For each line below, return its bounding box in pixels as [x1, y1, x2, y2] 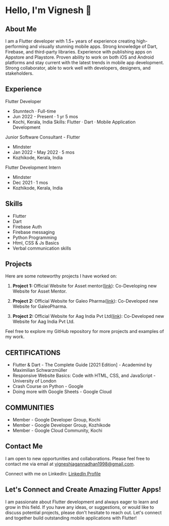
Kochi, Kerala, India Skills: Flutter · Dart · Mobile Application [12, 119, 136, 125]
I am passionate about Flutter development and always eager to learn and [5, 499, 158, 505]
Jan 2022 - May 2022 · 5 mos [12, 149, 75, 155]
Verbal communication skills [12, 245, 72, 251]
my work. [5, 333, 25, 340]
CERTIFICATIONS [5, 348, 61, 357]
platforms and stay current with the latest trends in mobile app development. [5, 60, 164, 65]
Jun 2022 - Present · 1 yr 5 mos [12, 113, 78, 119]
